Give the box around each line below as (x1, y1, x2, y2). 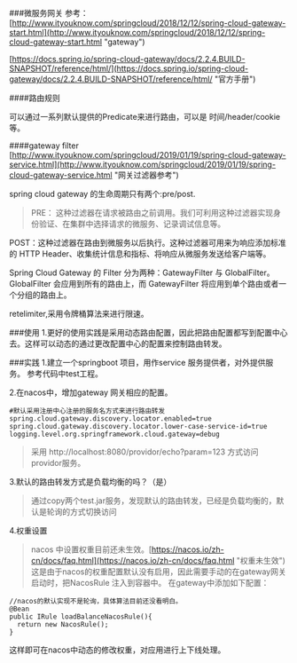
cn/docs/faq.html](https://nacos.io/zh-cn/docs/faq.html (30, 556, 235, 565)
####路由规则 (9, 92, 60, 103)
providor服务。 (30, 458, 86, 468)
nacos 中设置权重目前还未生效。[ (30, 544, 152, 555)
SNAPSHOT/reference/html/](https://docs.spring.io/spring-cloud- (9, 63, 249, 74)
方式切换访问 (69, 507, 117, 517)
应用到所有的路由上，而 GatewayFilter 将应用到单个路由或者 (60, 279, 279, 288)
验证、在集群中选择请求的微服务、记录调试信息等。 (38, 218, 226, 229)
